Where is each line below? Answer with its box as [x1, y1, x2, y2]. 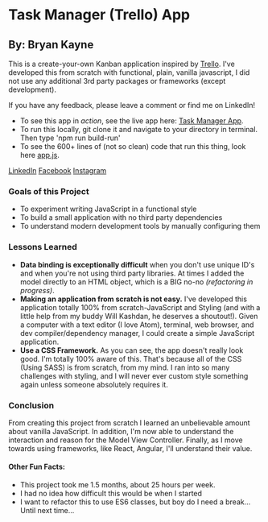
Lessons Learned [8, 242, 78, 253]
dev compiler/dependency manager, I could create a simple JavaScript [19, 328, 255, 338]
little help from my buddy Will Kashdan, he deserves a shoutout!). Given [19, 311, 258, 321]
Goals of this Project [8, 185, 90, 197]
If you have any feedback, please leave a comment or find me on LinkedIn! [8, 101, 256, 110]
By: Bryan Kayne [8, 38, 94, 52]
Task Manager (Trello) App [8, 6, 191, 24]
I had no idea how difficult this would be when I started [19, 489, 203, 499]
